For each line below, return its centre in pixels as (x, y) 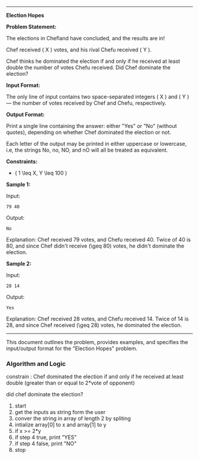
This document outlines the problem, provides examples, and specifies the (97, 342)
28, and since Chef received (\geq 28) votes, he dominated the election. (94, 325)
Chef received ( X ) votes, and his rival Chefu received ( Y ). (79, 50)
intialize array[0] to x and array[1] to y (60, 425)
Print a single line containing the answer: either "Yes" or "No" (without (92, 126)
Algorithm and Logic (36, 364)
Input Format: (23, 85)
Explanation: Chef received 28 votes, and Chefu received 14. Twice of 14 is (97, 319)
